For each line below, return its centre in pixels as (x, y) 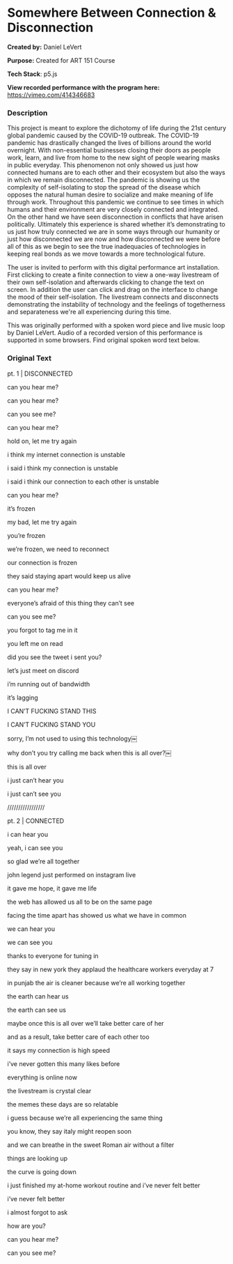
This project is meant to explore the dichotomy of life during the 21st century (117, 128)
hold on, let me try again (42, 441)
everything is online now (42, 1077)
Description (27, 113)
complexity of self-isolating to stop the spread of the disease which (104, 187)
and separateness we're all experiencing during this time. (89, 312)
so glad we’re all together (43, 861)
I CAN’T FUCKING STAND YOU (51, 724)
